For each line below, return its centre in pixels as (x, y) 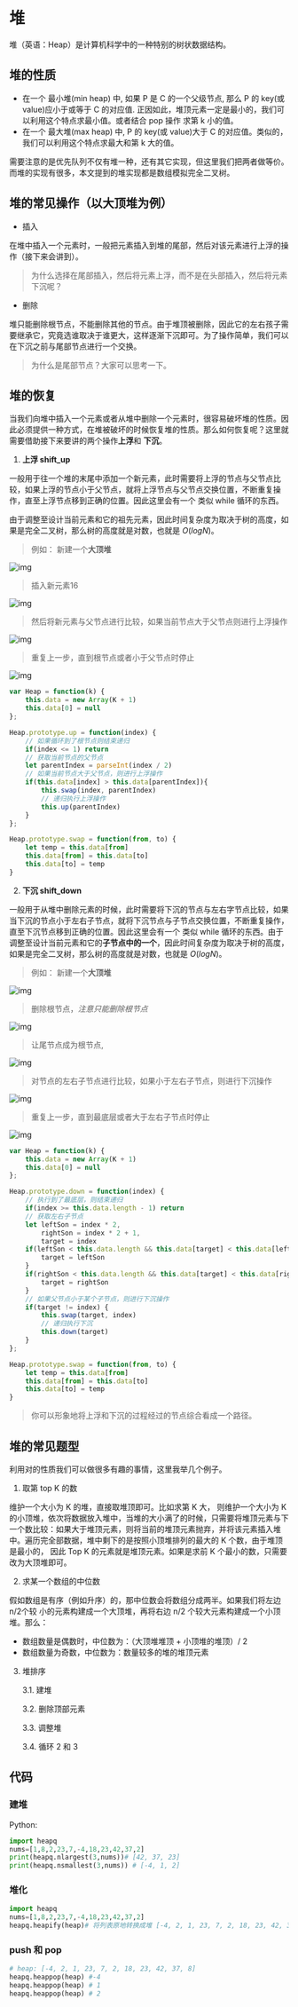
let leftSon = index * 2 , (73, 1225)
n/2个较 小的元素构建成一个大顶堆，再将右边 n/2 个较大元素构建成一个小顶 (145, 1611)
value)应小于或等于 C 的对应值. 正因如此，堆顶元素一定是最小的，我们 (149, 109)
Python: (24, 1824)
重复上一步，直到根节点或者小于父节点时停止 (113, 658)
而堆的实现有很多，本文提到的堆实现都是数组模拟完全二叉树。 (122, 172)
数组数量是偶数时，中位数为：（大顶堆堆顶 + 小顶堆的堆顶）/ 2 (135, 1641)
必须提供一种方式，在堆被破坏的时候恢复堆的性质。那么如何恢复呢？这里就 (153, 430)
